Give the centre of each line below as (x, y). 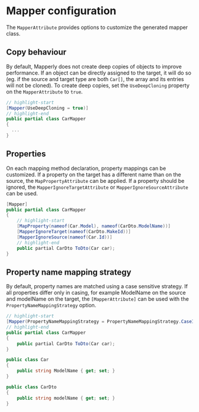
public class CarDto (32, 387)
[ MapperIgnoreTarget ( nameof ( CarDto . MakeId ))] (74, 232)
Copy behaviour (36, 52)
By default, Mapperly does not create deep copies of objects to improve (94, 66)
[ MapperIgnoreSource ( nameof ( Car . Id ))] (65, 237)
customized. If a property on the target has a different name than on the (94, 174)
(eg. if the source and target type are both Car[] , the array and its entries (95, 79)
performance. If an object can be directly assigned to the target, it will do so (99, 73)
